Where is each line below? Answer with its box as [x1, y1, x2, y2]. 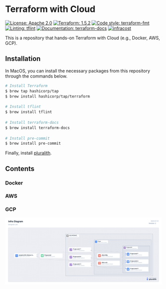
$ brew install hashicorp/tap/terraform [5, 94, 90, 99]
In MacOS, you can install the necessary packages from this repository [5, 68, 151, 74]
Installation [5, 55, 41, 63]
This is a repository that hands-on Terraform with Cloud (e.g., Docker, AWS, [5, 35, 161, 41]
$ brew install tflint [5, 109, 52, 115]
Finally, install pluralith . [5, 150, 52, 156]
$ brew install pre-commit [5, 141, 61, 146]
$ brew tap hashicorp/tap [5, 89, 59, 94]
